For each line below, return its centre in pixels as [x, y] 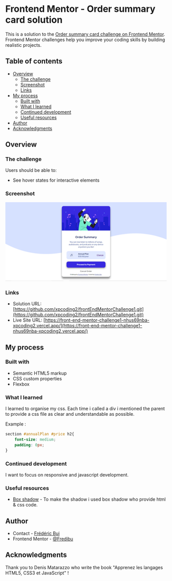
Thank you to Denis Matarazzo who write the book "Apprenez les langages [84, 567]
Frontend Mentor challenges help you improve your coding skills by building [85, 40]
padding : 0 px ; [29, 445]
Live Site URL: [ [29, 320]
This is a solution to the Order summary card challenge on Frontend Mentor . [85, 34]
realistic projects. [24, 45]
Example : [16, 424]
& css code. [25, 505]
